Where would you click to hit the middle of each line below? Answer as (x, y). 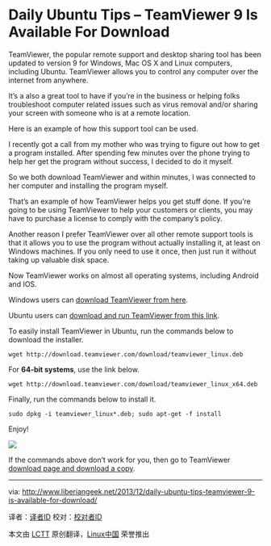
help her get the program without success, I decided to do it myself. (121, 161)
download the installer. (46, 339)
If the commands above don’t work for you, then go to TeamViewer (119, 460)
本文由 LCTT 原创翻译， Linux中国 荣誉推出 (79, 534)
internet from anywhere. (48, 80)
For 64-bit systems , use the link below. (74, 369)
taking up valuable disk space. (59, 259)
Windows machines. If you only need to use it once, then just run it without (132, 251)
